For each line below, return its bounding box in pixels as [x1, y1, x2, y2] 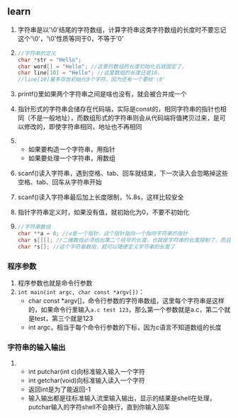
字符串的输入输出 [7, 342, 66, 352]
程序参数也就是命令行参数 [17, 278, 93, 287]
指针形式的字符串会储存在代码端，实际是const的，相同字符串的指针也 [17, 105, 221, 113]
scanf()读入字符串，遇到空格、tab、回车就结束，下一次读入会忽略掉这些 [17, 169, 228, 178]
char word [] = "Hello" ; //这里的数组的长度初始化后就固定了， [17, 63, 188, 70]
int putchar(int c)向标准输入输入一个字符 [28, 368, 145, 376]
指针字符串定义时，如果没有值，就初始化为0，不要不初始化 [17, 208, 190, 217]
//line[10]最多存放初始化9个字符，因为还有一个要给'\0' [17, 76, 166, 84]
